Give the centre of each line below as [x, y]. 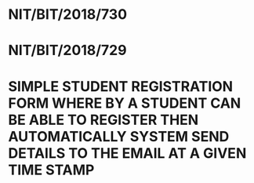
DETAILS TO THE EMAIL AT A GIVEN [127, 153]
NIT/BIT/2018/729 [67, 51]
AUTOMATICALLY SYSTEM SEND [119, 136]
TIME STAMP [51, 170]
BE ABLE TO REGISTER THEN [103, 120]
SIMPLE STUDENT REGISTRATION [121, 86]
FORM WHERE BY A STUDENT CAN [125, 103]
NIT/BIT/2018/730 [68, 15]
